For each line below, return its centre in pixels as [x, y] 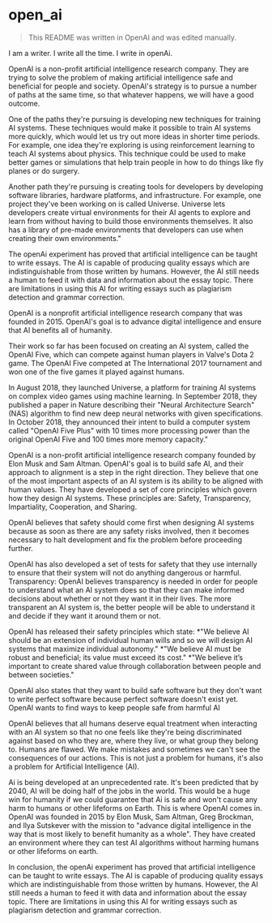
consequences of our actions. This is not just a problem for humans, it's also [136, 757]
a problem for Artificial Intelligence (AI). [74, 766]
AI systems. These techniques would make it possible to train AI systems [130, 127]
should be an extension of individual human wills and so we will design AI [131, 640]
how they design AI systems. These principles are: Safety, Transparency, [130, 498]
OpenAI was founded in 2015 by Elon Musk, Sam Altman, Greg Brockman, [131, 817]
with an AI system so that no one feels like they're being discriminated [125, 731]
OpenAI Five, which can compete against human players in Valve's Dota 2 [132, 354]
